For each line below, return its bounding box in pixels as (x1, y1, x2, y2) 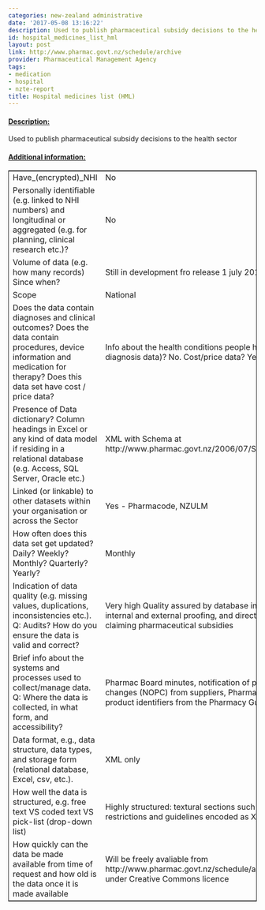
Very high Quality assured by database (105, 600, 249, 611)
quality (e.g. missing (13, 590, 88, 601)
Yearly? (13, 567, 41, 579)
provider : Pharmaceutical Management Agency (8, 56, 157, 64)
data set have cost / (13, 380, 86, 391)
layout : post (8, 41, 51, 49)
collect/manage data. (13, 682, 91, 693)
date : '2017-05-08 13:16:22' (8, 19, 104, 27)
